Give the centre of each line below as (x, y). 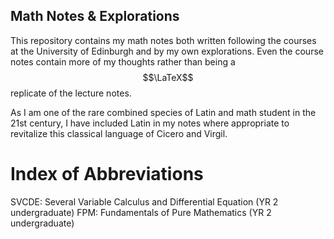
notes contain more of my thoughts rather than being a (123, 61)
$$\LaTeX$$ (168, 77)
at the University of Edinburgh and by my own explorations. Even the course (167, 51)
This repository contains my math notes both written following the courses (163, 40)
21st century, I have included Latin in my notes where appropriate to (150, 123)
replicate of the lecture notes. (71, 93)
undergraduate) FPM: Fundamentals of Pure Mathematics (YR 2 (141, 212)
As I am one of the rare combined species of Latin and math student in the (163, 112)
